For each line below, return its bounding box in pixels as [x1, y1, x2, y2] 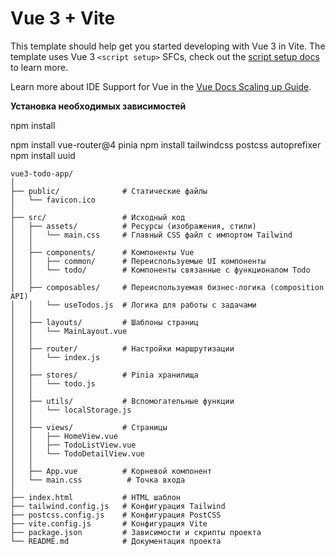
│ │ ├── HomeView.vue [10, 431, 118, 441]
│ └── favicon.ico [10, 195, 97, 205]
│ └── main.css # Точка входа [10, 475, 186, 485]
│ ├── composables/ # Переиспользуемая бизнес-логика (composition [10, 282, 325, 292]
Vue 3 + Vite [10, 7, 116, 30]
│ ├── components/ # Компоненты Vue [10, 247, 195, 257]
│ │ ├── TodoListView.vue [10, 440, 137, 450]
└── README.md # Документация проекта [10, 536, 222, 546]
